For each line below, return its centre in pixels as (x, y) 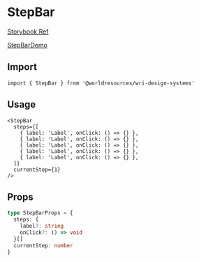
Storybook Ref (28, 31)
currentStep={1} (37, 169)
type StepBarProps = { (40, 213)
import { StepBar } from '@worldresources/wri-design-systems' (101, 83)
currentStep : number (43, 245)
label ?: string (42, 226)
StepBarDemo (27, 45)
